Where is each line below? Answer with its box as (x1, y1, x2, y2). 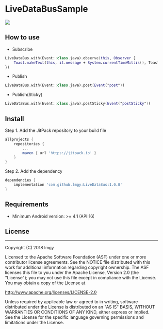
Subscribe (12, 46, 33, 52)
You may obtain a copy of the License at (5, 280, 86, 286)
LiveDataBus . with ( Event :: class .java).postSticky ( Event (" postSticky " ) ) (5, 101, 151, 106)
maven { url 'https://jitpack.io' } (22, 150, 97, 155)
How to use (5, 33, 40, 42)
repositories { (14, 141, 45, 146)
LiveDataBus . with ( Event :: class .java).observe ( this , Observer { (5, 55, 136, 60)
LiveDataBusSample (5, 3, 88, 15)
